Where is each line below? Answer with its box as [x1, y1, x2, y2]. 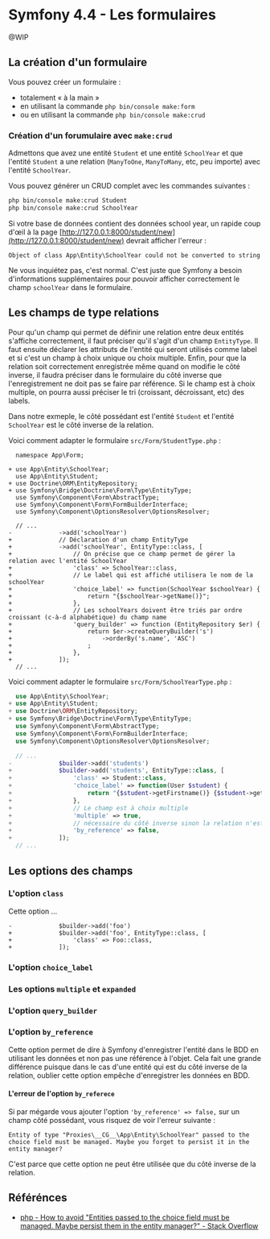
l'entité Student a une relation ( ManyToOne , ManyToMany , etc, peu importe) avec [8, 157, 261, 167]
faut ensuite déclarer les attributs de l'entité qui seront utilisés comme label [8, 344, 257, 354]
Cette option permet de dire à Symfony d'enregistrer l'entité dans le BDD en [8, 1045, 260, 1055]
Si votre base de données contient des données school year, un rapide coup [8, 218, 261, 228]
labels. [8, 396, 31, 405]
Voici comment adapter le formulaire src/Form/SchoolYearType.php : [8, 677, 232, 686]
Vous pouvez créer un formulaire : [8, 77, 121, 86]
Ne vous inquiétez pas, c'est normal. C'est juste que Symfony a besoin [8, 265, 243, 275]
